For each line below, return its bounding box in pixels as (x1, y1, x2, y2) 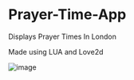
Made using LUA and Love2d (8, 47, 104, 56)
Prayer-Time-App (8, 6, 127, 24)
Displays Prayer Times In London (8, 32, 117, 41)
